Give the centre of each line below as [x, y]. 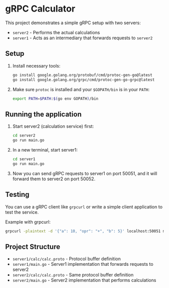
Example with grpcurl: [28, 222]
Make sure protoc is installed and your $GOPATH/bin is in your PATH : [81, 89]
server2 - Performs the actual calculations [56, 32]
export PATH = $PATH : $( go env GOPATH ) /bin [55, 99]
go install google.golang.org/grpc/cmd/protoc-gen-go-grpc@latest [83, 80]
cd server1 [24, 159]
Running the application [44, 114]
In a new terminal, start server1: [45, 150]
